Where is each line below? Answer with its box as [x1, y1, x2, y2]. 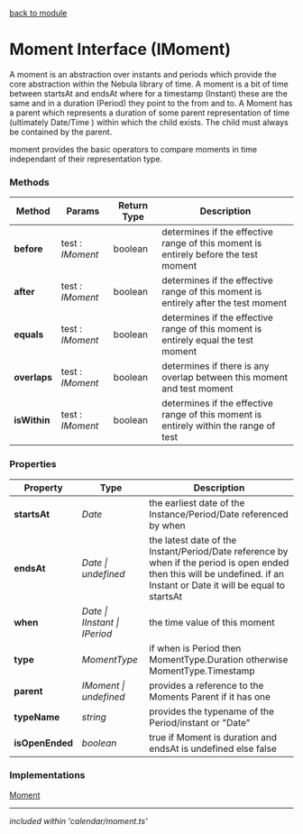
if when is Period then [148, 642, 242, 655]
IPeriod [81, 627, 113, 639]
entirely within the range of [161, 419, 276, 432]
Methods [9, 176, 50, 188]
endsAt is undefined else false [148, 742, 277, 755]
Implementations [9, 769, 86, 782]
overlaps [14, 371, 52, 384]
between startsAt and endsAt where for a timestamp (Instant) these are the [9, 87, 289, 98]
